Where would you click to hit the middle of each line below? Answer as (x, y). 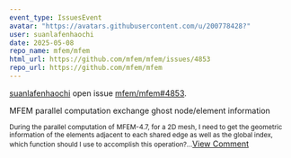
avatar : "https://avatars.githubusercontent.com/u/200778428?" (130, 26)
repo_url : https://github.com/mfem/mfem (86, 68)
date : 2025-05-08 (42, 43)
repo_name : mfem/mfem (50, 51)
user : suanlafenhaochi (52, 34)
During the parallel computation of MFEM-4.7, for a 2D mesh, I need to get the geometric (146, 127)
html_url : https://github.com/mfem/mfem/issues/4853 (110, 59)
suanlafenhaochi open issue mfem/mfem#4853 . (98, 93)
